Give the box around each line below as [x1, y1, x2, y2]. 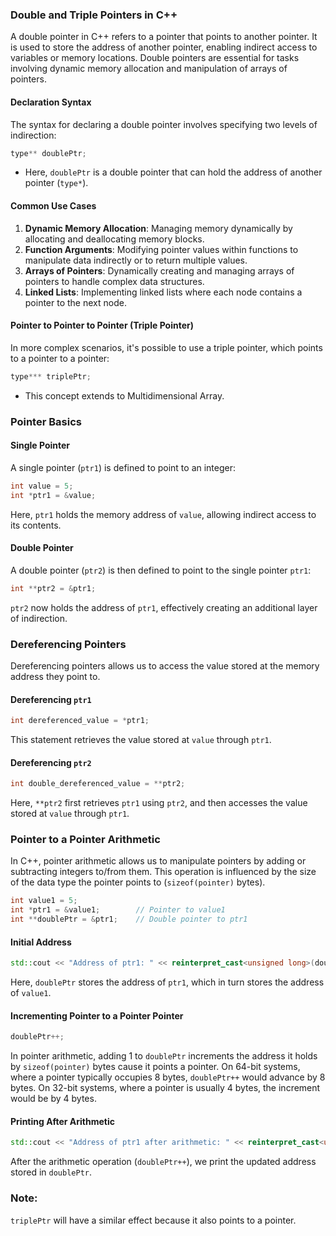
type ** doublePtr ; [10, 148, 87, 158]
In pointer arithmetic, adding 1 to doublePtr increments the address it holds [10, 1050, 318, 1062]
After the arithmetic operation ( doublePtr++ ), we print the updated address [10, 1156, 317, 1168]
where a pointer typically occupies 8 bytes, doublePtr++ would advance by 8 [10, 1071, 326, 1083]
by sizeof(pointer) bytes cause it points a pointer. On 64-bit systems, [10, 1061, 301, 1073]
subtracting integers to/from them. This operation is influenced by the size [10, 866, 317, 878]
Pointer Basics [10, 414, 82, 428]
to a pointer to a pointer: [10, 352, 110, 364]
